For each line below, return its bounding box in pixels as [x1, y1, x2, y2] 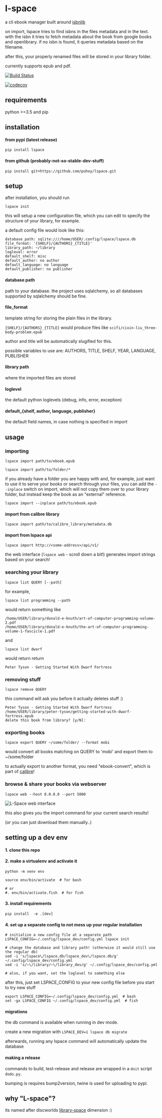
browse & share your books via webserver [5, 781, 107, 788]
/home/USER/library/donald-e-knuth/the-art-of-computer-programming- [5, 624, 149, 629]
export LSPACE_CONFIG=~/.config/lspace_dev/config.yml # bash [5, 994, 136, 999]
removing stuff [5, 676, 41, 683]
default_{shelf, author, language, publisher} [5, 408, 96, 414]
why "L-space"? [5, 1095, 56, 1103]
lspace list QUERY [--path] [5, 580, 62, 585]
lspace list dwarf [5, 647, 42, 652]
